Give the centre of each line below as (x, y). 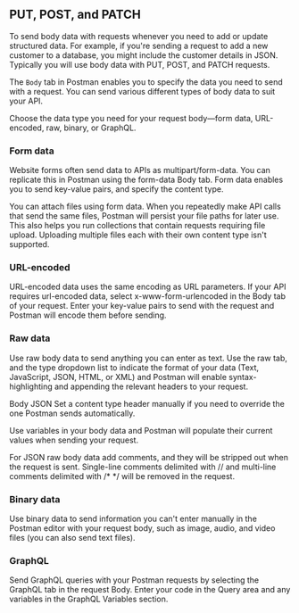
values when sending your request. (74, 440)
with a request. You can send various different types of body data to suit (142, 91)
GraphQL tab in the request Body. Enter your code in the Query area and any (150, 590)
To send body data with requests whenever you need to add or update (139, 36)
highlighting (31, 386)
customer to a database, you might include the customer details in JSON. (144, 55)
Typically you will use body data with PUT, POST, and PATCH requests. (140, 64)
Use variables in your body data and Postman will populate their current (141, 430)
